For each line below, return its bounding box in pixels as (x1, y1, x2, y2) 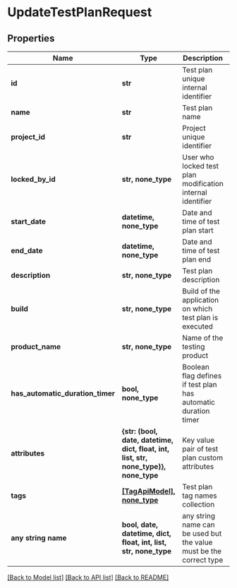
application (182, 295, 219, 305)
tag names (182, 491, 217, 501)
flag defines (182, 371, 222, 381)
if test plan (182, 380, 217, 389)
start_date (11, 216, 47, 226)
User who (182, 152, 214, 162)
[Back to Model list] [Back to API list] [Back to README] (7, 573, 169, 582)
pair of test (182, 444, 219, 453)
